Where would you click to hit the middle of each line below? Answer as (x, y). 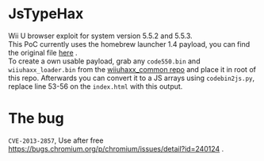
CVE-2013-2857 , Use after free (56, 140)
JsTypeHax (46, 14)
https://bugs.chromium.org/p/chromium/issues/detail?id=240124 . (116, 148)
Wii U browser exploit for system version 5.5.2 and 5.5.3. (100, 36)
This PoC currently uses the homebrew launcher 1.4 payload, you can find (129, 44)
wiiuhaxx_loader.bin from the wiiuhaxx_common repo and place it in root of (132, 69)
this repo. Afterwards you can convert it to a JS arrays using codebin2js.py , (132, 78)
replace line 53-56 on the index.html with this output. (96, 86)
